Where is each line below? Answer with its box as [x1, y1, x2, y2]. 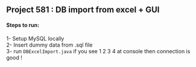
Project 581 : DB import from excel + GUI [6, 5, 160, 15]
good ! [6, 54, 22, 61]
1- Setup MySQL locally [6, 35, 65, 42]
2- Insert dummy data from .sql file [6, 41, 93, 48]
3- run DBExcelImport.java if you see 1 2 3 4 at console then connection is [6, 47, 191, 54]
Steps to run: [6, 21, 40, 29]
